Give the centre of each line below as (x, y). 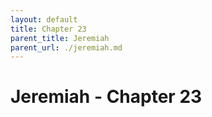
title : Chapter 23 (48, 29)
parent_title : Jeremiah (60, 38)
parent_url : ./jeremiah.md (66, 47)
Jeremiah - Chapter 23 (106, 97)
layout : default (44, 19)
